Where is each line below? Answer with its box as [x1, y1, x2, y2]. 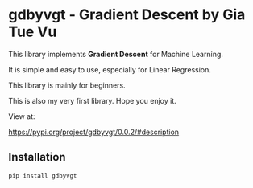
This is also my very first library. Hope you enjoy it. [8, 96, 177, 105]
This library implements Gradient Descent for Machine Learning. [8, 49, 224, 59]
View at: [8, 111, 35, 121]
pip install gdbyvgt [8, 171, 78, 180]
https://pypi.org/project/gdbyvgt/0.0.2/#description [8, 127, 180, 137]
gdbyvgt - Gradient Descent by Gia [8, 6, 246, 24]
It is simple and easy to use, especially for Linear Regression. [8, 64, 212, 74]
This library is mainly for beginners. [8, 80, 126, 90]
